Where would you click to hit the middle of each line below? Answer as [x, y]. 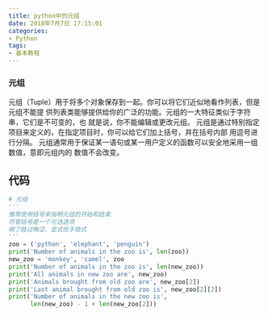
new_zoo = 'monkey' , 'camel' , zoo [67, 260]
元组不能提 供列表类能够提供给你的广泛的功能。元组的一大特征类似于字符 [130, 112]
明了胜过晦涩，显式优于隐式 [48, 229]
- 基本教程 [24, 53]
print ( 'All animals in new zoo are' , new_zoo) [88, 274]
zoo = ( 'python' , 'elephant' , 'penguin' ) [79, 244]
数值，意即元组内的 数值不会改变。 [66, 152]
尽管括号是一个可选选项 [42, 222]
